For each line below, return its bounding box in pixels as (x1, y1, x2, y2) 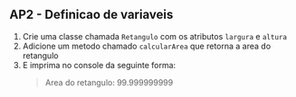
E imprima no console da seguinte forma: (22, 59, 177, 70)
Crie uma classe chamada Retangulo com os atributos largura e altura (22, 31, 288, 41)
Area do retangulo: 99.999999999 (44, 76, 174, 88)
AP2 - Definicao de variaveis (9, 7, 174, 22)
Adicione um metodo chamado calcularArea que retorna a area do (22, 40, 272, 51)
